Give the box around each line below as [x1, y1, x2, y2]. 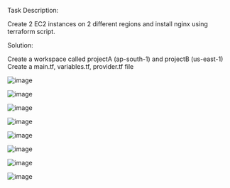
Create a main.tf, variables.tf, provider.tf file [7, 62, 134, 70]
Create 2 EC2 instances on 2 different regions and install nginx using [7, 20, 208, 28]
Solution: [7, 41, 33, 49]
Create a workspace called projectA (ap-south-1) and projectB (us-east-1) [7, 55, 224, 63]
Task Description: [7, 6, 59, 14]
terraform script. [7, 28, 55, 35]
